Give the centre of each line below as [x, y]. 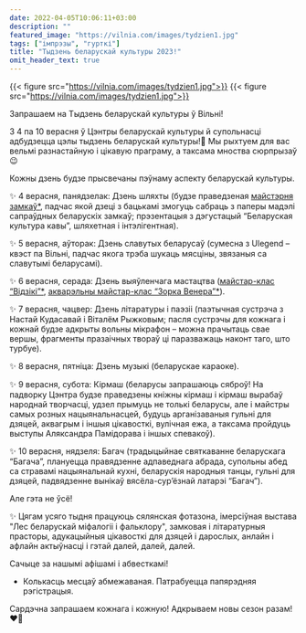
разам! [280, 609]
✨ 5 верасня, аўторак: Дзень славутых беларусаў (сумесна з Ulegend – [150, 243]
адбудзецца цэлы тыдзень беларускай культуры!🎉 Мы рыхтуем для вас [150, 141]
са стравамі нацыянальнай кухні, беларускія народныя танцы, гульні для [153, 471]
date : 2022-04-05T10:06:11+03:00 [73, 18]
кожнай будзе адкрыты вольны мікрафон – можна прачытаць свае [140, 329]
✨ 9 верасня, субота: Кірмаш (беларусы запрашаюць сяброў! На [137, 384]
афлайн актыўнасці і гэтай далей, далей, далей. [102, 546]
